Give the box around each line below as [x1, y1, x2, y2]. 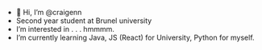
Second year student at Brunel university [15, 16, 152, 25]
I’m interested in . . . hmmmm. [15, 25, 114, 33]
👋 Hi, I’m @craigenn [15, 8, 82, 17]
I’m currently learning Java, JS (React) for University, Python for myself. [15, 33, 256, 42]
